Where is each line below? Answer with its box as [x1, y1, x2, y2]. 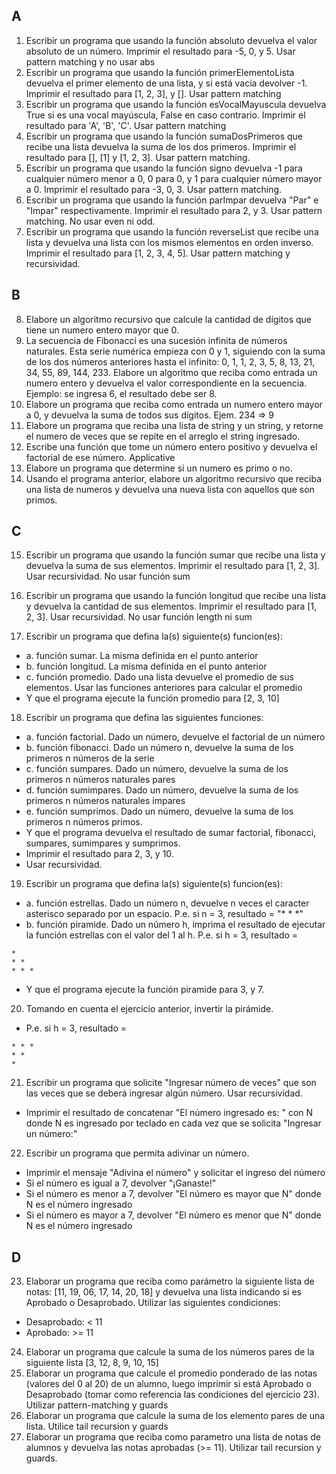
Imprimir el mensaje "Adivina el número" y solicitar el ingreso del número [25, 1167, 326, 1179]
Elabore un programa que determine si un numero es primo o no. [25, 462, 293, 474]
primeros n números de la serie [25, 752, 155, 764]
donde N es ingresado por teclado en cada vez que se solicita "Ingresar [25, 1117, 322, 1129]
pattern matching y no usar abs [25, 55, 156, 68]
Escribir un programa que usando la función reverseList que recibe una [25, 225, 319, 238]
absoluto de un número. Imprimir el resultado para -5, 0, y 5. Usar [25, 45, 296, 57]
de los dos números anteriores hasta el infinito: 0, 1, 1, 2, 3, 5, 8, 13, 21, [25, 355, 316, 368]
